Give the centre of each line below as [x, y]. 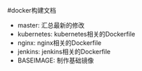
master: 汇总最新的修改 [51, 25]
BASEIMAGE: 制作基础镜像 [56, 60]
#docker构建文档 [32, 10]
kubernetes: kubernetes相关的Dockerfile [76, 34]
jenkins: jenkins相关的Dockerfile [64, 52]
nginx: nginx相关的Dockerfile [59, 43]
